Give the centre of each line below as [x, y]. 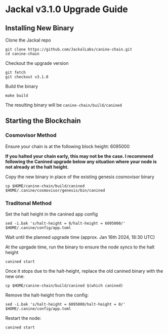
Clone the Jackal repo [28, 40]
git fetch [16, 72]
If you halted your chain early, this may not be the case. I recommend [79, 156]
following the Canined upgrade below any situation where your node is [81, 161]
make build [17, 96]
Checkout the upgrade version [37, 63]
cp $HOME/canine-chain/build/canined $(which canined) [64, 285]
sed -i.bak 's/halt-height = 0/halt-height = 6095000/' [65, 223]
